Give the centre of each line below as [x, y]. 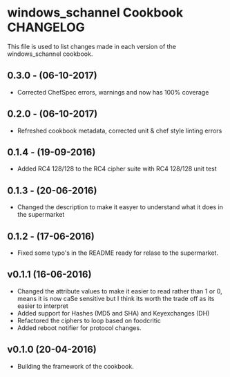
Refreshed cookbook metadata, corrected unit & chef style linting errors [119, 130]
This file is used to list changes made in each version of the [92, 46]
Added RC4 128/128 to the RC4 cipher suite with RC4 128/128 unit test [117, 169]
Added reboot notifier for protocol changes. [79, 328]
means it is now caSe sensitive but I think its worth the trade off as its [116, 298]
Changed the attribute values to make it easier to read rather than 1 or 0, [119, 291]
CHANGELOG [46, 27]
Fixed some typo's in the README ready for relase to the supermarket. [118, 253]
